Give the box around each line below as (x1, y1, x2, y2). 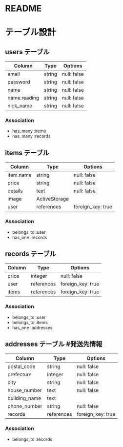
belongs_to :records (12, 436, 53, 442)
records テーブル (5, 249, 56, 258)
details (7, 187, 23, 194)
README (5, 3, 42, 14)
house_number (7, 386, 42, 393)
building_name (7, 395, 41, 402)
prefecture (7, 371, 32, 378)
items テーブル (5, 148, 50, 157)
